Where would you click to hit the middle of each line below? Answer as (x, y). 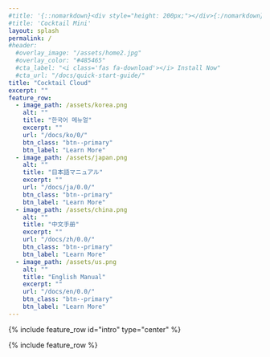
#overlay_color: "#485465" (61, 61)
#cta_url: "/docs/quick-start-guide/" (81, 75)
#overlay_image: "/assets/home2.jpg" (79, 53)
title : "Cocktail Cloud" (50, 83)
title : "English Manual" (64, 277)
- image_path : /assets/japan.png (72, 157)
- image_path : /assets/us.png (66, 262)
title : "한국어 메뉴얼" (57, 120)
